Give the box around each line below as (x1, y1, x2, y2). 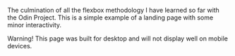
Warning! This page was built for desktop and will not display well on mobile (7, 34, 228, 43)
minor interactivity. (7, 21, 62, 29)
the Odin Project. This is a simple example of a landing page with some (7, 13, 214, 22)
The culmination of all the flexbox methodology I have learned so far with (7, 6, 220, 14)
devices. (7, 42, 32, 50)
